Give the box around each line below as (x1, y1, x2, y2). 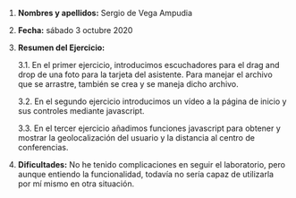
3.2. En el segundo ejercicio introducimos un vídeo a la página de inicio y (17, 96, 287, 107)
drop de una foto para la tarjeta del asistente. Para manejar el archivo (17, 69, 273, 80)
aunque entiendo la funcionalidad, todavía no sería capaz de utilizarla (17, 169, 275, 179)
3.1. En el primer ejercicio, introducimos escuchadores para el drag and (17, 60, 280, 70)
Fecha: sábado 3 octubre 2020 (17, 25, 133, 35)
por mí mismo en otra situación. (17, 178, 135, 189)
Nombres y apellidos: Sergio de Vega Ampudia (17, 8, 193, 18)
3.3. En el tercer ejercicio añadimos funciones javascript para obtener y (17, 123, 282, 133)
